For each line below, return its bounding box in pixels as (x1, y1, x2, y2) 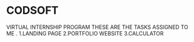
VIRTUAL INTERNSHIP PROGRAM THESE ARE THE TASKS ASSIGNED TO (6, 23, 189, 31)
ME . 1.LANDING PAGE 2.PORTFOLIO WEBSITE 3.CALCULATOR (6, 29, 164, 37)
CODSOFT (6, 4, 59, 17)
